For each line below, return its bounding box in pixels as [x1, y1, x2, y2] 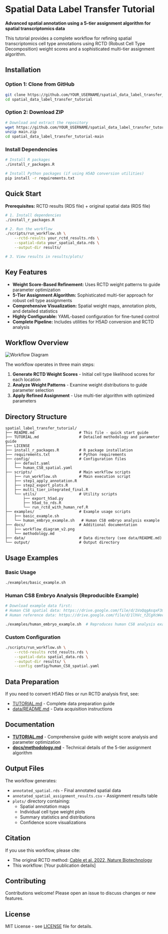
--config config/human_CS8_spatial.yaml [14, 663, 99, 669]
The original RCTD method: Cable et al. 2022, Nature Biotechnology [12, 857, 152, 863]
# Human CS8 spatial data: [5, 608, 61, 613]
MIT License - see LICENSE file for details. [5, 923, 92, 929]
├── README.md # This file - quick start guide [5, 430, 149, 435]
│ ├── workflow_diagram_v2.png [5, 527, 75, 532]
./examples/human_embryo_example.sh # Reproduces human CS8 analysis [5, 621, 155, 627]
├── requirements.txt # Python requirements [5, 452, 126, 457]
